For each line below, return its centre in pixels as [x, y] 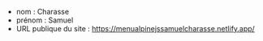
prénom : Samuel [45, 20]
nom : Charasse [43, 12]
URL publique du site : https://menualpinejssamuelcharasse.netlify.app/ [136, 29]
